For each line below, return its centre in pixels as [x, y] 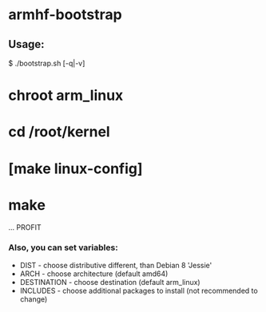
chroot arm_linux [66, 95]
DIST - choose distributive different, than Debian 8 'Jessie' [116, 265]
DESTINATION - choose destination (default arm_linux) [110, 282]
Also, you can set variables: [63, 247]
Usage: [27, 44]
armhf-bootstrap [65, 15]
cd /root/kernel [59, 132]
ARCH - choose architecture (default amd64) [94, 274]
